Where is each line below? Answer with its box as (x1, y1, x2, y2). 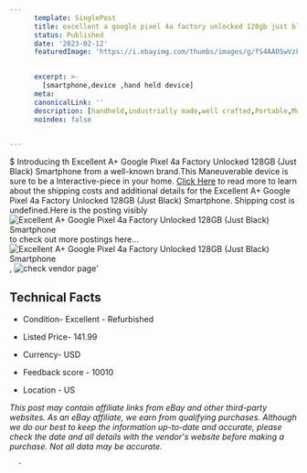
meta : (33, 89, 55, 99)
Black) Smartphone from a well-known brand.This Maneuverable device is (9, 166, 289, 177)
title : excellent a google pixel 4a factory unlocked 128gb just (33, 22, 288, 31)
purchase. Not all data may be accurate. (9, 440, 163, 452)
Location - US (22, 384, 76, 395)
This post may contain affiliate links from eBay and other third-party (9, 402, 268, 413)
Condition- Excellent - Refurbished (22, 313, 153, 324)
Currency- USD (22, 349, 81, 360)
